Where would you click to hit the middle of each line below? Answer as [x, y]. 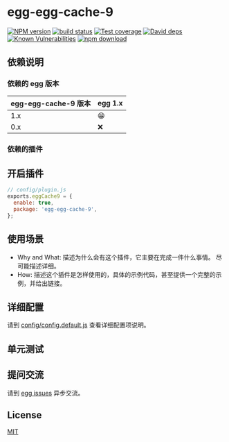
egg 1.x [110, 103]
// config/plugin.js [37, 190]
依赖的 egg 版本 [33, 84]
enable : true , [34, 203]
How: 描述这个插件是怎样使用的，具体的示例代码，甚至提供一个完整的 [116, 274]
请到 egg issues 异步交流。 [46, 393]
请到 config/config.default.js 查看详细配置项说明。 [79, 325]
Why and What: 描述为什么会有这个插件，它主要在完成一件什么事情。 [116, 257]
